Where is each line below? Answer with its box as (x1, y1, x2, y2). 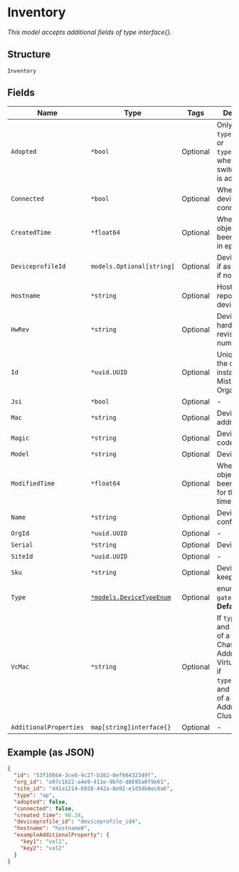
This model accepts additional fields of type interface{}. (7, 28, 172, 36)
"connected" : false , (14, 805, 75, 812)
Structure (7, 48, 51, 61)
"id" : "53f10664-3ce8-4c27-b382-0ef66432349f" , (14, 772, 158, 779)
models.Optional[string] (90, 262, 175, 270)
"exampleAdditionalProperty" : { (14, 831, 110, 839)
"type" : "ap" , (14, 792, 55, 799)
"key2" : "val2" (20, 844, 65, 851)
